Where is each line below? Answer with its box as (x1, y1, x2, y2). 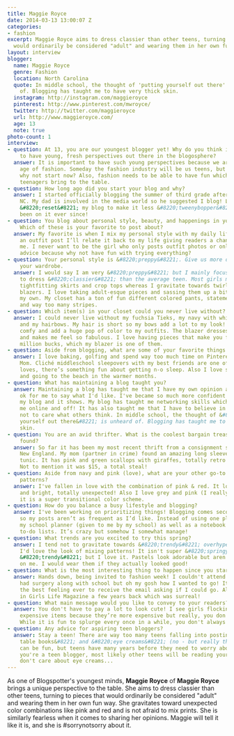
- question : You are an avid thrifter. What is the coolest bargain (7, 431, 210, 438)
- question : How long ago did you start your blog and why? (7, 185, 186, 192)
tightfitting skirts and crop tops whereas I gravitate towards (19, 282, 210, 289)
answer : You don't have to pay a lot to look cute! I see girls (13, 606, 204, 613)
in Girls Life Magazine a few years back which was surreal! (19, 593, 201, 600)
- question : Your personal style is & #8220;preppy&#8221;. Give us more (7, 256, 223, 263)
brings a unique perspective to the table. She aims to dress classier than (7, 684, 214, 693)
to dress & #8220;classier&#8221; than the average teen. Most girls (19, 276, 223, 283)
